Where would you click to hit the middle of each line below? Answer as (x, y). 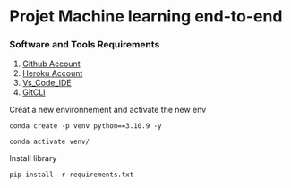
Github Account (51, 64)
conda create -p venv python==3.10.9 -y (86, 126)
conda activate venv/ (50, 142)
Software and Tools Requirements (85, 45)
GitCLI (34, 92)
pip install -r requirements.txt (72, 175)
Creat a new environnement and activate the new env (108, 110)
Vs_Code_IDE (47, 83)
